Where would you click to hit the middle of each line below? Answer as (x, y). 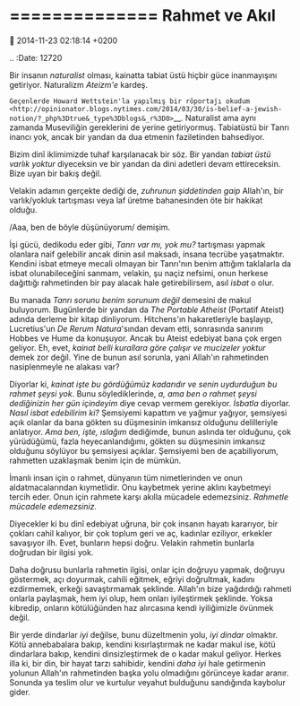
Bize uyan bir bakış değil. (56, 173)
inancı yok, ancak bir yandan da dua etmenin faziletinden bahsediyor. (137, 136)
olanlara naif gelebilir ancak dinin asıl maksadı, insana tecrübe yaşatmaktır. (147, 254)
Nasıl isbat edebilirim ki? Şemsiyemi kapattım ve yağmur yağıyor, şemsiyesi (148, 413)
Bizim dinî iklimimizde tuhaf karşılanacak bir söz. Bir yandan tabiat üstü (140, 154)
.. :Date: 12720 (36, 57)
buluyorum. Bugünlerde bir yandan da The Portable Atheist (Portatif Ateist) (147, 309)
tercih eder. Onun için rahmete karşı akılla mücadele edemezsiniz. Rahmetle (149, 497)
